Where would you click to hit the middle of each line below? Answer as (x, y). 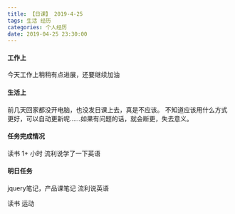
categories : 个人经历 (37, 27)
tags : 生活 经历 (29, 21)
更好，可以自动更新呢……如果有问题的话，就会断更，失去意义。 (100, 118)
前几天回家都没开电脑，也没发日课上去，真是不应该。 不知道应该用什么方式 (117, 109)
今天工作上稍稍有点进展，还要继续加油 (63, 75)
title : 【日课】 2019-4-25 (45, 14)
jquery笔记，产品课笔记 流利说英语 (58, 188)
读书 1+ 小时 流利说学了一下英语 (54, 153)
